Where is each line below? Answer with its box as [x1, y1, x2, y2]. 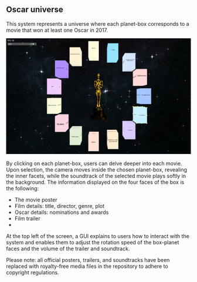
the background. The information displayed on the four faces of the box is [6, 179, 185, 186]
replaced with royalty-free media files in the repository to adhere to [6, 263, 168, 270]
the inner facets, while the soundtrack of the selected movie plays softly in [6, 172, 186, 179]
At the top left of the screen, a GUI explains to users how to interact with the [6, 232, 189, 240]
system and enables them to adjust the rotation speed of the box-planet [6, 239, 179, 246]
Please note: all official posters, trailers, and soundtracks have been [6, 256, 170, 263]
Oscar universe [6, 5, 63, 15]
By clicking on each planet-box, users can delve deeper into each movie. [6, 160, 182, 167]
